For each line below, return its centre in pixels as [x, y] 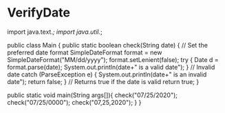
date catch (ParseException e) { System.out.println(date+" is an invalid [107, 74]
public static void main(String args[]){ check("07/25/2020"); [92, 95]
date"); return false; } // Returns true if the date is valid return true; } [103, 81]
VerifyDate [39, 13]
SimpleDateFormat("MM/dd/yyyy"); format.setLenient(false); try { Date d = [113, 59]
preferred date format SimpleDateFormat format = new [85, 52]
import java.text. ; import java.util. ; [55, 32]
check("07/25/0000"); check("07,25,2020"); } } [74, 102]
